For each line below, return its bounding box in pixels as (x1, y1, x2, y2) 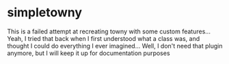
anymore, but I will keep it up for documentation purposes (7, 49, 170, 57)
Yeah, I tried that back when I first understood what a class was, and (7, 34, 200, 42)
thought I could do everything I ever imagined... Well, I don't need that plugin (7, 42, 223, 50)
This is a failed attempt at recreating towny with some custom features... (7, 27, 211, 35)
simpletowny (7, 5, 83, 20)
